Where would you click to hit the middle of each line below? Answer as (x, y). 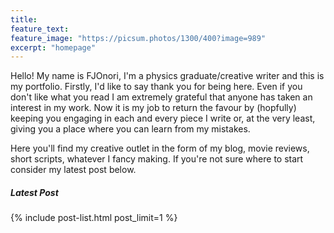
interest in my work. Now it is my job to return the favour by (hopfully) (153, 108)
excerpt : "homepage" (53, 47)
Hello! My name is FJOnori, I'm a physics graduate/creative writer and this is (167, 76)
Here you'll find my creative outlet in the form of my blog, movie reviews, (160, 148)
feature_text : (40, 29)
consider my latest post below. (73, 170)
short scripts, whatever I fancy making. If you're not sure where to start (157, 159)
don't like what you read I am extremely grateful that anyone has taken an (161, 97)
